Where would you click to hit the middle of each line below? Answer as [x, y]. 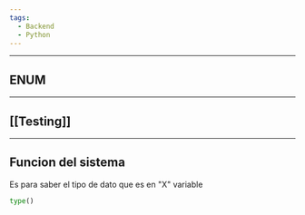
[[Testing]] [40, 121]
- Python [34, 34]
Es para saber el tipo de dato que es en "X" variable [106, 184]
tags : [20, 18]
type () [22, 200]
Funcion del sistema [67, 163]
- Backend [36, 26]
